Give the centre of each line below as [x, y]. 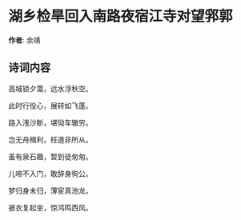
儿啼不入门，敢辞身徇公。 [50, 174]
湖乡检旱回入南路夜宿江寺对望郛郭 [121, 16]
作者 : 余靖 [24, 40]
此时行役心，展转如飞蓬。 [50, 106]
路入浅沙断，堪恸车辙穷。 [50, 122]
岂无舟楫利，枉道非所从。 [50, 139]
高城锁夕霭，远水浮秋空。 [50, 88]
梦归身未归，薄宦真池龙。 [50, 190]
